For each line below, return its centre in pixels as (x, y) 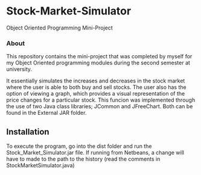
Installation (28, 131)
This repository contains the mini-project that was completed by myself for (99, 57)
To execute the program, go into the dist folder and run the (79, 146)
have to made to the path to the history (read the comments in (83, 159)
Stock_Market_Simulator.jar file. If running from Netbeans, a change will (95, 153)
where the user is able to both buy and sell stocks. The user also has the (96, 87)
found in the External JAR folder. (46, 113)
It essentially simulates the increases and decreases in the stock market (96, 81)
